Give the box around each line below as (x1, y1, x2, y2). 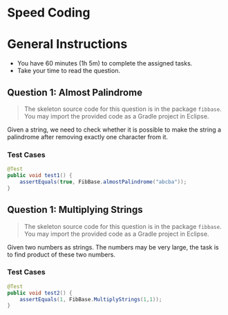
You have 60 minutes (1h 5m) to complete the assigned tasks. (17, 59, 193, 68)
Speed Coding (7, 5, 91, 21)
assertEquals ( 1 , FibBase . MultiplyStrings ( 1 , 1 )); (19, 296, 162, 303)
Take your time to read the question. (17, 67, 121, 75)
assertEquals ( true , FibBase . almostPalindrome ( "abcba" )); (19, 178, 187, 185)
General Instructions (7, 37, 128, 52)
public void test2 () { (7, 289, 73, 296)
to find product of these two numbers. (7, 250, 116, 258)
